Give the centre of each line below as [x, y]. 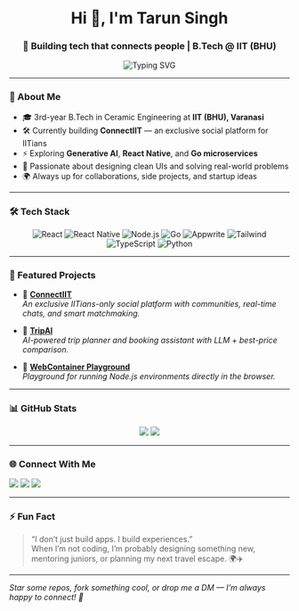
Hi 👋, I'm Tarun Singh [149, 18]
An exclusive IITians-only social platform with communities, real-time [149, 304]
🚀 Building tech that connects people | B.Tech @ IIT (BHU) [149, 46]
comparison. [45, 350]
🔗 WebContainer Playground [76, 367]
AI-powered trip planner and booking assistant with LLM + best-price [149, 340]
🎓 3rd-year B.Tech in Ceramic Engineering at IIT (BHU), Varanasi [143, 117]
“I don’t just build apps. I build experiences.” [112, 540]
